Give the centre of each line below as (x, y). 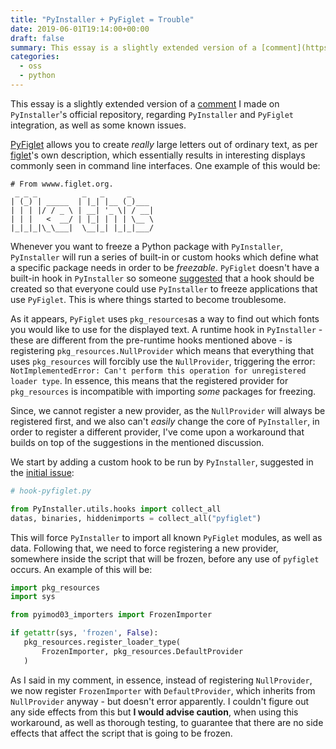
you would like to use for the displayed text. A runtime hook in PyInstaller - (166, 329)
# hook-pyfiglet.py (51, 491)
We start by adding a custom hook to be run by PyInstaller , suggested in (162, 462)
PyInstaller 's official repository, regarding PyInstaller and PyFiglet (152, 114)
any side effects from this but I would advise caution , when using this (154, 712)
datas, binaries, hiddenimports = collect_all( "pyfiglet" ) (136, 518)
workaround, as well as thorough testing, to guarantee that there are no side (167, 722)
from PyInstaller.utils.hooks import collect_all (116, 509)
